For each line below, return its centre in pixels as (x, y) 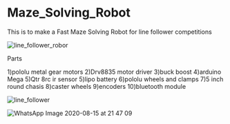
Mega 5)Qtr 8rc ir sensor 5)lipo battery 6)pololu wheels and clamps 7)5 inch (115, 79)
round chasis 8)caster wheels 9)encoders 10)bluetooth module (97, 86)
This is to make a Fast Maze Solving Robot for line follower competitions (109, 32)
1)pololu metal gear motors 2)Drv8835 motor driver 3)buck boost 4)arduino (114, 72)
